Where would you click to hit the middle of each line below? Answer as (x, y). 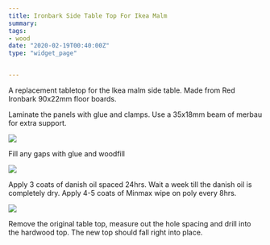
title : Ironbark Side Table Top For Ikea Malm (88, 16)
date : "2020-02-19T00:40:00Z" (59, 46)
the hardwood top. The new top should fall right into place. (106, 232)
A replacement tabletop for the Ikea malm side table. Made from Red (122, 90)
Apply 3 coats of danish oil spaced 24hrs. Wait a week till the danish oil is (130, 185)
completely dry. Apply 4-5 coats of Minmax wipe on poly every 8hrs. (123, 193)
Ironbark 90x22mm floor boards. (62, 99)
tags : (17, 31)
